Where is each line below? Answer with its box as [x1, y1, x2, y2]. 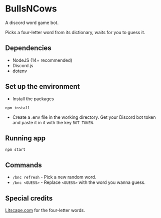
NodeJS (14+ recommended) [12, 57, 72, 63]
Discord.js [12, 62, 33, 68]
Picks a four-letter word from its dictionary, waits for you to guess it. [5, 29, 145, 35]
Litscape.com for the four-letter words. [5, 207, 85, 213]
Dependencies [5, 44, 51, 53]
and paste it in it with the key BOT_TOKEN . [12, 119, 94, 125]
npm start [5, 147, 26, 152]
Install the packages [12, 96, 54, 102]
